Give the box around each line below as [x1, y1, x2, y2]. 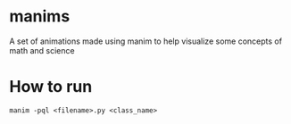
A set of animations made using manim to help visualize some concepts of [9, 36, 283, 46]
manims [9, 6, 71, 27]
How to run [9, 77, 93, 97]
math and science [9, 45, 75, 55]
